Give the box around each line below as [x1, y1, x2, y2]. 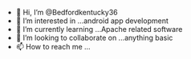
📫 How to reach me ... [15, 42, 91, 51]
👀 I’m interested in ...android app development [15, 16, 169, 26]
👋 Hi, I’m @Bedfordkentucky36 [15, 8, 118, 17]
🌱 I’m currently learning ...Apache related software [15, 25, 183, 33]
